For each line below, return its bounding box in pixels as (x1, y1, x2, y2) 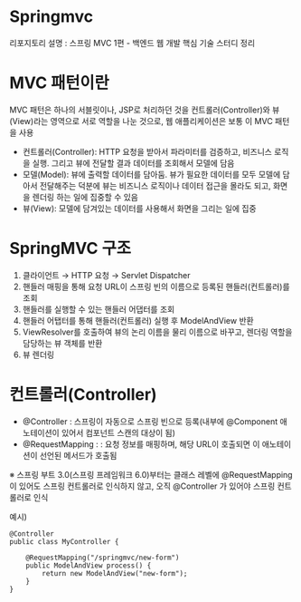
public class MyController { (9, 537, 119, 546)
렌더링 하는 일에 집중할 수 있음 (32, 191, 138, 202)
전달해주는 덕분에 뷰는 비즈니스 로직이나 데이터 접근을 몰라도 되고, (39, 180, 271, 191)
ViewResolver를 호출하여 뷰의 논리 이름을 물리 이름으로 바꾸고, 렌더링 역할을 (22, 326, 293, 337)
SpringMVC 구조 (9, 238, 131, 259)
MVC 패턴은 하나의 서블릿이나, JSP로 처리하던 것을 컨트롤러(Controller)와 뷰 (9, 104, 280, 115)
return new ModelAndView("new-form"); (42, 568, 188, 578)
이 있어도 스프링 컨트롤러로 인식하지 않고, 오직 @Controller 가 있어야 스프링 (9, 481, 276, 491)
